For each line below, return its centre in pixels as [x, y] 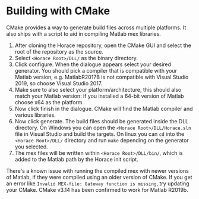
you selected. [31, 147]
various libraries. [35, 115]
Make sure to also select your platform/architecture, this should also [98, 89]
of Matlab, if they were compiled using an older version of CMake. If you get [99, 177]
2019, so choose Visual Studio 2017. [59, 83]
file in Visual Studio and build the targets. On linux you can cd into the [99, 134]
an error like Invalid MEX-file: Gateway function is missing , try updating [98, 184]
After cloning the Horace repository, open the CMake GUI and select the [103, 45]
